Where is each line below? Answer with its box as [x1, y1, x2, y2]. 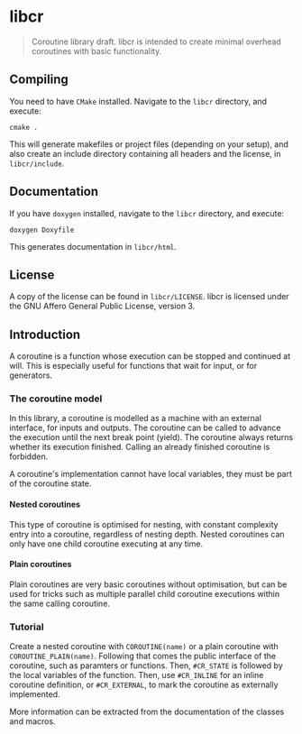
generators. [9, 370, 52, 381]
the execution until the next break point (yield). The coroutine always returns [9, 432, 294, 443]
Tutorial [9, 620, 44, 633]
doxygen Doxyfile [9, 225, 75, 234]
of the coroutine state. [9, 478, 92, 489]
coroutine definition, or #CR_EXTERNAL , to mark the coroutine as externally [9, 679, 279, 691]
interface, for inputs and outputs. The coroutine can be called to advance [9, 422, 281, 434]
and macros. [9, 716, 56, 727]
